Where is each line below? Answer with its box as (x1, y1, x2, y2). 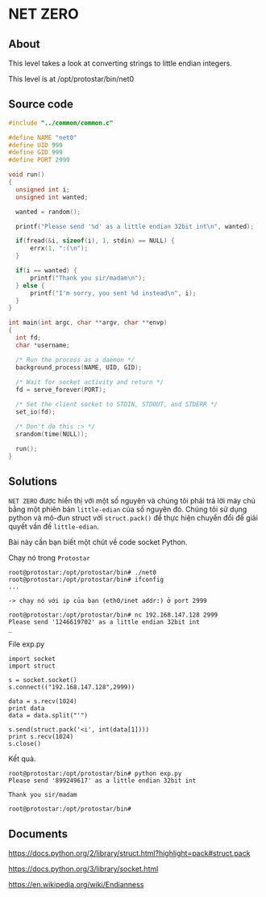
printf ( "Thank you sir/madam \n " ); (29, 274, 147, 282)
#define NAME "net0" (8, 133, 78, 141)
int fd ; (15, 334, 42, 342)
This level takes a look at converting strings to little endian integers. (8, 58, 232, 68)
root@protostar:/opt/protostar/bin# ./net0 (8, 569, 157, 577)
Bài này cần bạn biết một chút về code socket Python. (8, 537, 188, 547)
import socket (8, 655, 56, 663)
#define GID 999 (8, 149, 63, 157)
